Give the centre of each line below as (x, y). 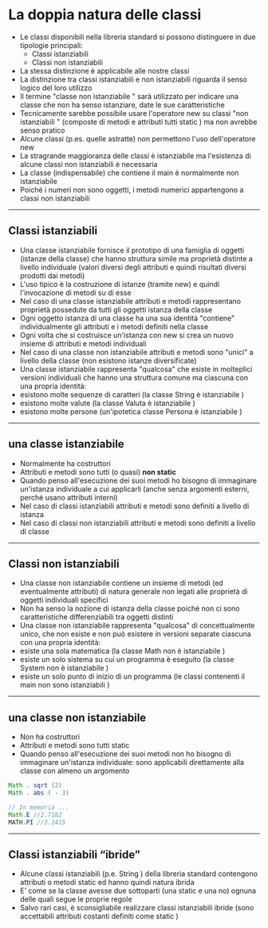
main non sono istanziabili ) (65, 685)
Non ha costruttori (50, 737)
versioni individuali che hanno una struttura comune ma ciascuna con (134, 377)
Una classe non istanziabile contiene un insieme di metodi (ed (121, 583)
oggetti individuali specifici (64, 600)
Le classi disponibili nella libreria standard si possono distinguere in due (138, 37)
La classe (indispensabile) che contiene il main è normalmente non (129, 173)
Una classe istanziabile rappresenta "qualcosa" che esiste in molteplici (136, 368)
